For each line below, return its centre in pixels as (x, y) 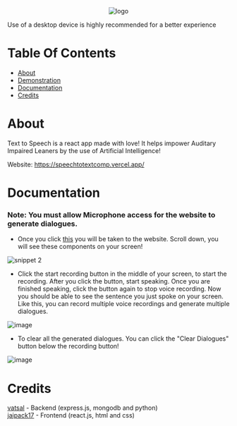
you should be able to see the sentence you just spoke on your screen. (120, 296)
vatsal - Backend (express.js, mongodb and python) (83, 408)
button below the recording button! (68, 346)
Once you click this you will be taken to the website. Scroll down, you (118, 239)
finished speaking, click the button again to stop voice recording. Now (119, 289)
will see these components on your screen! (80, 247)
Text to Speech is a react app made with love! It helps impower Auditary (112, 143)
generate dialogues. (43, 224)
